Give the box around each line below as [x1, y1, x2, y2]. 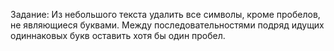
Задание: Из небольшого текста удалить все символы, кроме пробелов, [10, 9, 321, 20]
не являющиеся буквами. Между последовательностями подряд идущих [10, 19, 325, 31]
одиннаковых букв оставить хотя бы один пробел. [10, 30, 226, 41]
